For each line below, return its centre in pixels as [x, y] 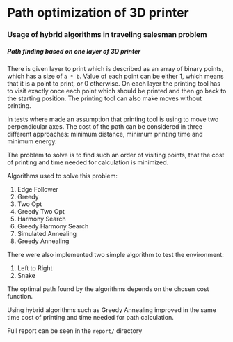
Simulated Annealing [47, 234]
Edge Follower [38, 189]
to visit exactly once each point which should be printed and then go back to [117, 91]
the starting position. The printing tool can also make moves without [105, 98]
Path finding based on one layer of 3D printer [74, 51]
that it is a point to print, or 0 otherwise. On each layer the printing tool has [114, 84]
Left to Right [35, 268]
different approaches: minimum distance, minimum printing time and [105, 134]
